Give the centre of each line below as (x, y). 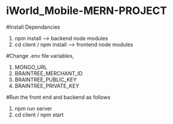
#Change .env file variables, (40, 56)
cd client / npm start (39, 115)
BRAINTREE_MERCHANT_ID (49, 73)
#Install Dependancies (33, 27)
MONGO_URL (31, 67)
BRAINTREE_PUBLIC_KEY (46, 80)
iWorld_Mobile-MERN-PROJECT (86, 11)
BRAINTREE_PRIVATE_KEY (47, 85)
